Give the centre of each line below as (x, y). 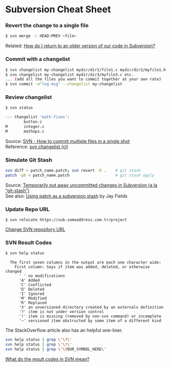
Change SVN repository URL (35, 230)
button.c (33, 122)
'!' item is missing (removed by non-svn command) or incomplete (90, 316)
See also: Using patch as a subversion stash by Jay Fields (67, 196)
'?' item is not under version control (61, 312)
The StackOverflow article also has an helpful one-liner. (64, 330)
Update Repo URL (28, 209)
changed (14, 272)
